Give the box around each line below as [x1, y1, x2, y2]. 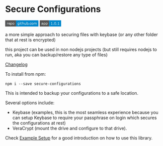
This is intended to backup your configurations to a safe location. [5, 90, 139, 96]
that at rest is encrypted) [5, 36, 56, 43]
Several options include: [5, 100, 55, 106]
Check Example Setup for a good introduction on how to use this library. [5, 135, 153, 141]
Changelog [5, 61, 28, 67]
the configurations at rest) [12, 120, 66, 126]
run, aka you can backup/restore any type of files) [5, 51, 108, 58]
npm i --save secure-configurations [5, 81, 81, 86]
